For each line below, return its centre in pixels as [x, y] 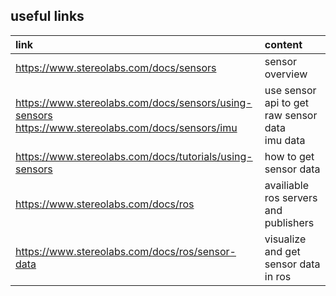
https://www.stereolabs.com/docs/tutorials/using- [134, 156]
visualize [285, 239]
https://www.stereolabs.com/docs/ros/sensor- [126, 251]
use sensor [290, 90]
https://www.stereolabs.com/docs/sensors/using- [134, 102]
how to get [289, 156]
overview [286, 74]
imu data [285, 140]
